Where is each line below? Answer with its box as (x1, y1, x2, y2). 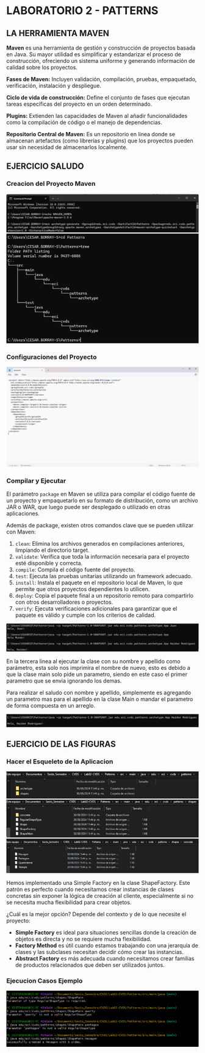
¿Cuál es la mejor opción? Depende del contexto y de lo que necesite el (6, 910, 187, 917)
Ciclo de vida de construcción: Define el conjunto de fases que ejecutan (6, 94, 190, 101)
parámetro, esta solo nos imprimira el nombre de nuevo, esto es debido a (6, 664, 190, 672)
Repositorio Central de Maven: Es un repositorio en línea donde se (6, 131, 176, 138)
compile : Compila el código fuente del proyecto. (15, 566, 135, 573)
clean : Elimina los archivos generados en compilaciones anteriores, (15, 540, 185, 548)
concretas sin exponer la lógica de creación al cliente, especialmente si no (6, 892, 194, 899)
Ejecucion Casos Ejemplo (6, 976, 83, 985)
